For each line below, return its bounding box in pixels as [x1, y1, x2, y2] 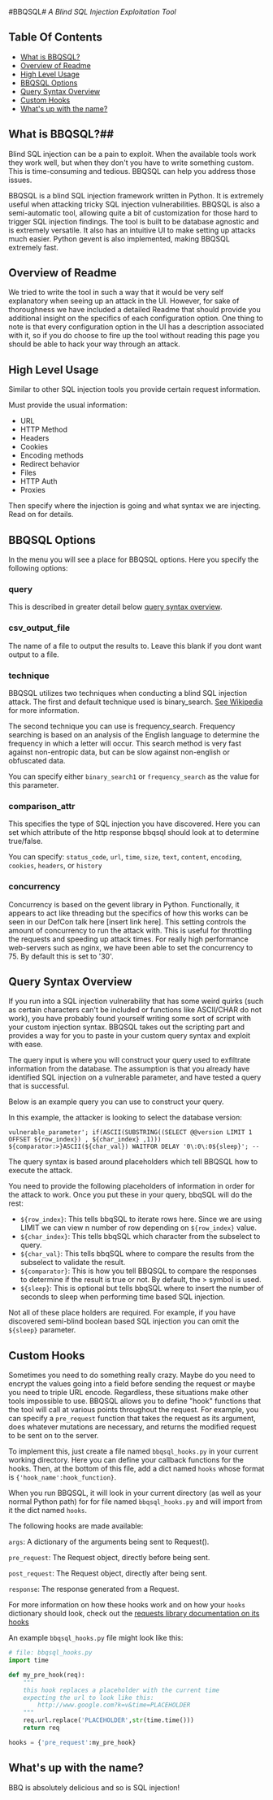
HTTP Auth [19, 476, 58, 486]
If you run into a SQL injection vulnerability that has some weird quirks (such [8, 996, 264, 1007]
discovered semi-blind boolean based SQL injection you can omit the [8, 1316, 240, 1326]
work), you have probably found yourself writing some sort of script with [8, 1014, 252, 1024]
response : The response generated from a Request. [8, 1585, 180, 1594]
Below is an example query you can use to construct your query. [8, 1097, 224, 1107]
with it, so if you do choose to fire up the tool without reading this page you [8, 331, 260, 341]
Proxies [19, 485, 46, 495]
